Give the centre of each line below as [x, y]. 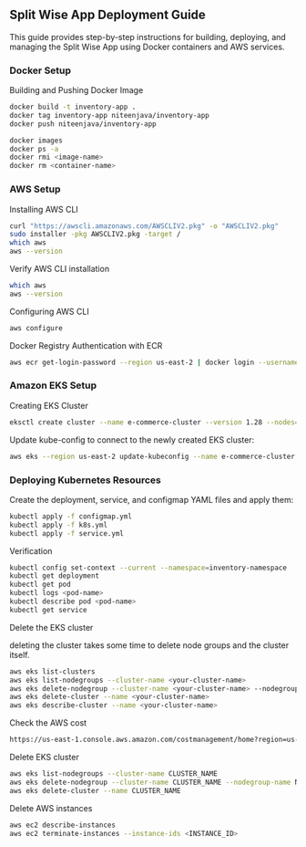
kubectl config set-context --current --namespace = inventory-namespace [148, 568]
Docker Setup [40, 70]
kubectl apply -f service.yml [67, 533]
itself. [20, 654]
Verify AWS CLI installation [60, 269]
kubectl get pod [40, 585]
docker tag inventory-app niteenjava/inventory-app [109, 115]
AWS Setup [35, 189]
